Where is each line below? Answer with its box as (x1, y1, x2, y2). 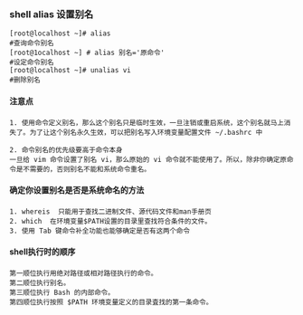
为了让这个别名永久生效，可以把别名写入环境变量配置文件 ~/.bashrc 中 (29, 128, 263, 137)
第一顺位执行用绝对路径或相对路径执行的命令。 (9, 269, 158, 278)
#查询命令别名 (9, 39, 54, 48)
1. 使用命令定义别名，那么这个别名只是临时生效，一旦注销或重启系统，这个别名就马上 (9, 118, 285, 128)
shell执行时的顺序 (9, 246, 76, 257)
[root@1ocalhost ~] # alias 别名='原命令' (9, 48, 166, 58)
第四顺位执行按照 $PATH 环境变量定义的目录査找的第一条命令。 (9, 297, 213, 307)
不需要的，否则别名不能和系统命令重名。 (22, 165, 151, 174)
